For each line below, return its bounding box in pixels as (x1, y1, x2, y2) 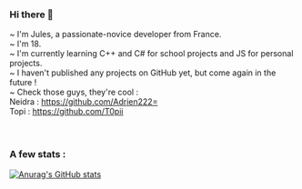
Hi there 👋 (9, 8, 55, 21)
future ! (9, 77, 37, 88)
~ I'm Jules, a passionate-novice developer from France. (9, 29, 222, 40)
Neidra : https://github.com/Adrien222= (9, 96, 158, 107)
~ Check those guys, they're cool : (9, 86, 139, 98)
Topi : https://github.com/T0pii (9, 106, 124, 117)
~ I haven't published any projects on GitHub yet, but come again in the (9, 67, 277, 78)
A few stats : (9, 148, 66, 161)
